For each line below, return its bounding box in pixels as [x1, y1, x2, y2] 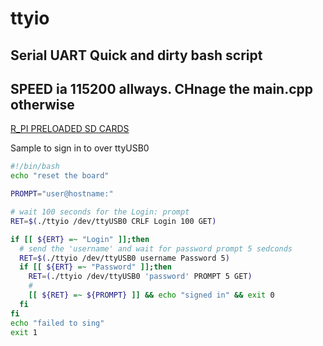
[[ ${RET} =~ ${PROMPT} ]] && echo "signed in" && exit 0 [28, 290, 275, 301]
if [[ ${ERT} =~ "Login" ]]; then [10, 234, 150, 244]
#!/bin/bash [10, 162, 60, 172]
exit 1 [10, 327, 38, 337]
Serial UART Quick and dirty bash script [10, 47, 263, 64]
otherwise [10, 96, 75, 113]
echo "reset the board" [10, 171, 110, 181]
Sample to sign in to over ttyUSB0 [10, 142, 150, 154]
